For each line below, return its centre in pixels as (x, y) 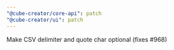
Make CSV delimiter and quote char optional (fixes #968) (87, 39)
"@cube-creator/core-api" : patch (54, 13)
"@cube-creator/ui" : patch (45, 20)
